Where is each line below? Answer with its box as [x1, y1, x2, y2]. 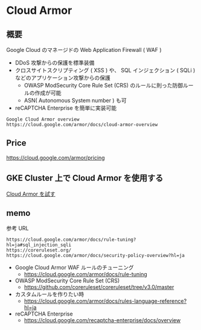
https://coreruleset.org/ [6, 247, 71, 253]
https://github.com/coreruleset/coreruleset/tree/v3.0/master [24, 284, 174, 291]
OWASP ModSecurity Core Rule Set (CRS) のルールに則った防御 [24, 82, 183, 89]
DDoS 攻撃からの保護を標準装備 [14, 59, 95, 66]
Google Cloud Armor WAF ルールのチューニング [14, 264, 134, 271]
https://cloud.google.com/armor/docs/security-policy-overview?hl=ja [6, 253, 185, 259]
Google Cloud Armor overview [6, 116, 80, 122]
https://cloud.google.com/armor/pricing [6, 154, 105, 161]
